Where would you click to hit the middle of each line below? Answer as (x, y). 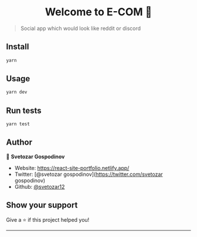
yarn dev (17, 92)
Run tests (24, 110)
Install (18, 47)
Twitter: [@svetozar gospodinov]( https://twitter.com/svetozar (89, 174)
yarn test (18, 124)
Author (19, 143)
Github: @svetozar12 (40, 186)
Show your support (42, 205)
